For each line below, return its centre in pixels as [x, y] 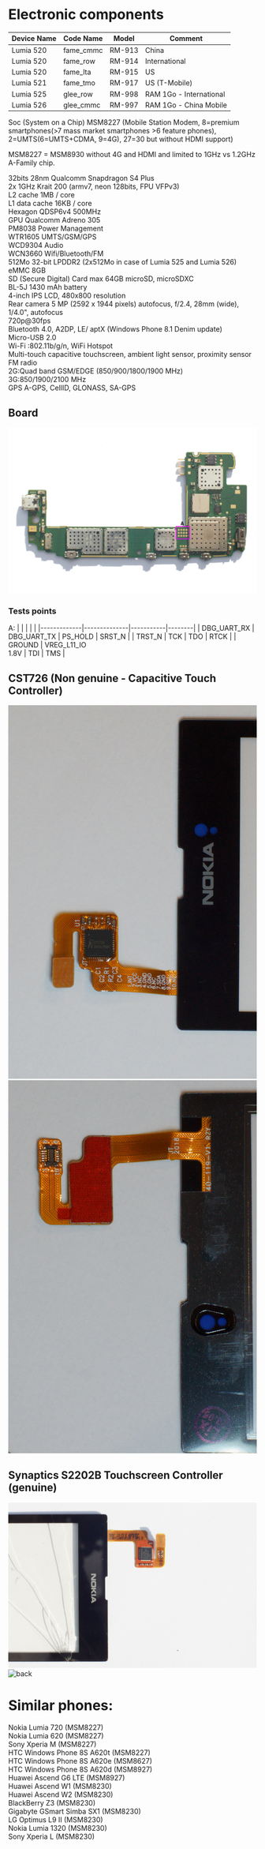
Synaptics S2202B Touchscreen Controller [116, 1475]
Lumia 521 [29, 83]
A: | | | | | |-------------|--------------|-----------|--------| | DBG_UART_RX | [131, 628]
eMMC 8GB [27, 271]
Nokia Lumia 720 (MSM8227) [56, 1727]
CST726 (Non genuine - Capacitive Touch [112, 678]
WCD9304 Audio [36, 246]
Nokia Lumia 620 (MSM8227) [56, 1736]
